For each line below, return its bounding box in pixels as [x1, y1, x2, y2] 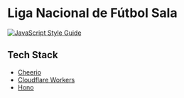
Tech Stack [7, 49, 58, 61]
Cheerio [17, 67, 41, 76]
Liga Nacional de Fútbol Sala [7, 5, 178, 21]
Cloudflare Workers [17, 75, 75, 84]
